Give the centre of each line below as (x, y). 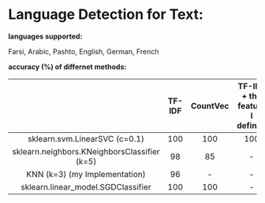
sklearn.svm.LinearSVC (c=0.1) (86, 138)
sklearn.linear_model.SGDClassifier (86, 186)
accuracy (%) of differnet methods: (67, 66)
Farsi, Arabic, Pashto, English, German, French (84, 51)
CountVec (210, 105)
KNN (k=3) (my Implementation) (86, 174)
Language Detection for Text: (106, 15)
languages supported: (45, 36)
